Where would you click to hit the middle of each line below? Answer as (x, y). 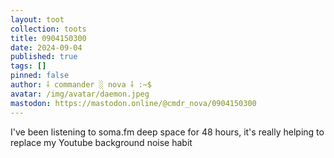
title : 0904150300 (48, 38)
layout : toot (37, 19)
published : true (44, 57)
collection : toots (48, 29)
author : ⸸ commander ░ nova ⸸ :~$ (81, 85)
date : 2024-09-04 (46, 47)
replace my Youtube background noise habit (101, 142)
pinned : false (40, 76)
